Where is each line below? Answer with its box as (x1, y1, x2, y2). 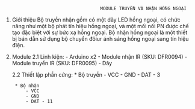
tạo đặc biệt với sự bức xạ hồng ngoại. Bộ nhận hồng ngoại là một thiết (11, 29, 188, 36)
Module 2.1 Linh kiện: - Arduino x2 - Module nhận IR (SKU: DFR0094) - (11, 53, 188, 60)
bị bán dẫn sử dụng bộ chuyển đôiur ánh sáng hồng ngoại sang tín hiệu (11, 35, 189, 42)
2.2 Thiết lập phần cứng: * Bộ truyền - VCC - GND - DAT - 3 (11, 71, 161, 78)
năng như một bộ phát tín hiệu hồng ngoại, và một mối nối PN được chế (11, 23, 190, 29)
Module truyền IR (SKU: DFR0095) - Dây (11, 60, 113, 66)
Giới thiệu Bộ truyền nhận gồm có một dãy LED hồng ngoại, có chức (11, 16, 181, 23)
